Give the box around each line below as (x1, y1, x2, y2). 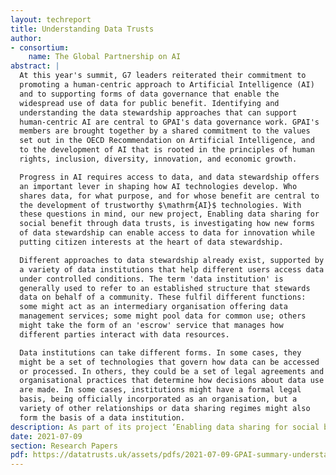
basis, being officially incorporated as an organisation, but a (19, 394, 298, 405)
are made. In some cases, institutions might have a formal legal (19, 385, 302, 395)
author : (10, 33, 43, 43)
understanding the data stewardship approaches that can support (19, 107, 298, 118)
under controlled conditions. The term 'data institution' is (19, 274, 284, 284)
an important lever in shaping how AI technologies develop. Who (19, 181, 298, 191)
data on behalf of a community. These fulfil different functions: (19, 292, 307, 303)
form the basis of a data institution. (19, 412, 186, 423)
